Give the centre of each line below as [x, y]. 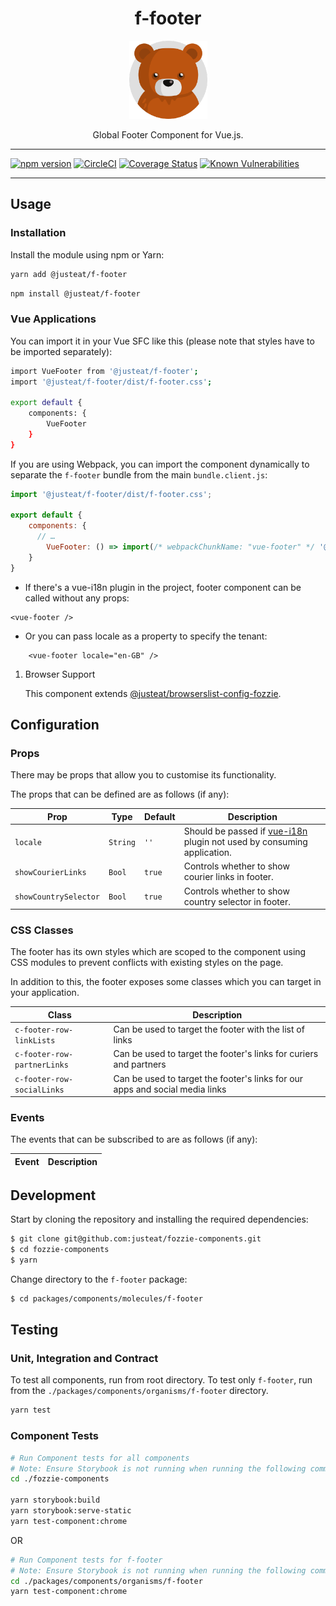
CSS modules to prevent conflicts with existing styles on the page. [147, 963]
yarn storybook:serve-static [71, 1511]
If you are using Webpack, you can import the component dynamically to [160, 464]
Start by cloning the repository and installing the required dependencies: [159, 1219]
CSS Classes [42, 930]
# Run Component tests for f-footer [86, 1560]
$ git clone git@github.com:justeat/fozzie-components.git [136, 1239]
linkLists [35, 1041]
